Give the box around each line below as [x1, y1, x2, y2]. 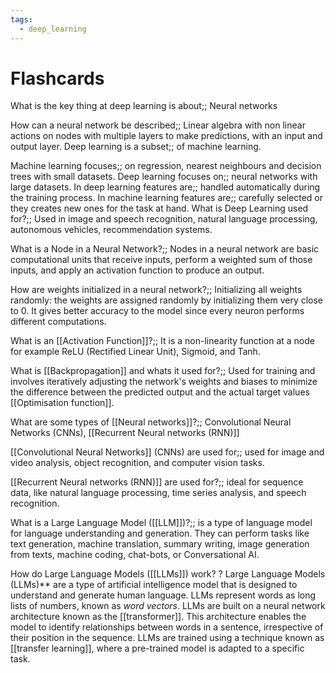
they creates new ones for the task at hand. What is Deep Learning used [10, 202, 309, 215]
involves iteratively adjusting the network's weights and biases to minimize [10, 376, 318, 388]
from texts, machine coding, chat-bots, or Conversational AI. [10, 549, 260, 561]
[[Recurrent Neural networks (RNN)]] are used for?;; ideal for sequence [10, 476, 304, 488]
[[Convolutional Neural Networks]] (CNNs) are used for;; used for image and [10, 446, 325, 458]
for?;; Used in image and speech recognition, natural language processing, [10, 213, 318, 225]
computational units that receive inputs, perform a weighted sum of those [10, 254, 313, 266]
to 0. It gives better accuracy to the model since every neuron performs [10, 305, 305, 317]
